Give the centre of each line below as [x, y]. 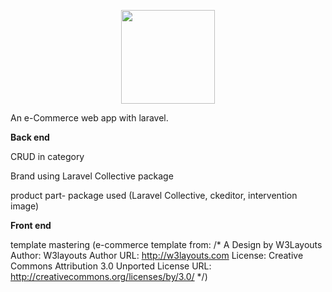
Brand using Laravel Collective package [92, 176]
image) [25, 206]
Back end [30, 137]
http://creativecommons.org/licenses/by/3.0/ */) [109, 276]
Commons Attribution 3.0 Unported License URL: [111, 266]
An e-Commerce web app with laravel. [89, 118]
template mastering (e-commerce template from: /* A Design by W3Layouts [166, 244]
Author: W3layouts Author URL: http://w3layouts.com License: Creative [157, 255]
